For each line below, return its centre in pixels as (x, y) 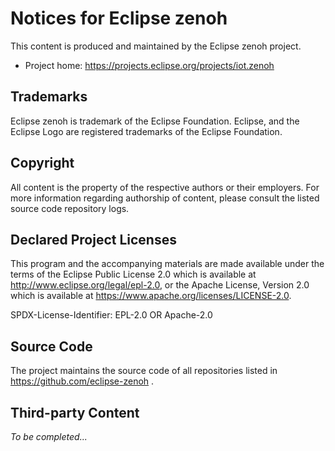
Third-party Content (75, 412)
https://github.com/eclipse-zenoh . (82, 381)
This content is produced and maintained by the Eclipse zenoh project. (156, 46)
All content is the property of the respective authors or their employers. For (165, 187)
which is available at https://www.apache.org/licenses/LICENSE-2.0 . (151, 296)
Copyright (42, 163)
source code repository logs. (70, 208)
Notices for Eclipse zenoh (119, 18)
